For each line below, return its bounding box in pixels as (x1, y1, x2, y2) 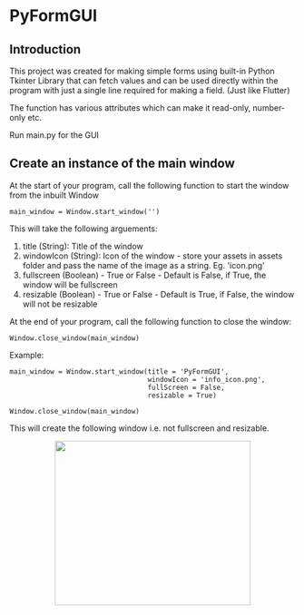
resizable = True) (147, 391, 218, 400)
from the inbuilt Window (9, 190, 100, 200)
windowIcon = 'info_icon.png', (147, 375, 266, 384)
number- (252, 102, 286, 113)
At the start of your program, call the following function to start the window (9, 180, 289, 190)
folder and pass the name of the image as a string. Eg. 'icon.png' (22, 259, 265, 270)
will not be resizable (22, 298, 98, 309)
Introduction (9, 42, 82, 57)
